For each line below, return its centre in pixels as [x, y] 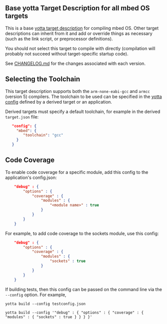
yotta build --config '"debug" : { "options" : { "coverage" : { [74, 312]
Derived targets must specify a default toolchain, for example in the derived [83, 111]
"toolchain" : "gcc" [43, 135]
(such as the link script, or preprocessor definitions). [59, 38]
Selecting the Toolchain [43, 79]
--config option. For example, [36, 294]
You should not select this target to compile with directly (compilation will [80, 48]
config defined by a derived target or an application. [59, 101]
